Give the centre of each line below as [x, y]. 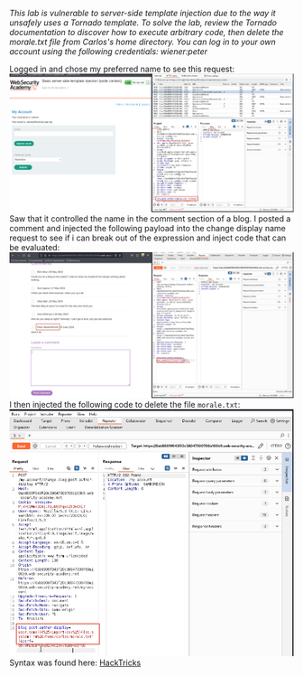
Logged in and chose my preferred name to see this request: [122, 69]
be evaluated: [35, 247]
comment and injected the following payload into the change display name [147, 228]
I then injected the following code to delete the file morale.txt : [125, 404]
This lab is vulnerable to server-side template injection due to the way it [143, 13]
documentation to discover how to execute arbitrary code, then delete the [147, 32]
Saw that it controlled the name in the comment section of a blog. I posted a [150, 218]
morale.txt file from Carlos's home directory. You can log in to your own [143, 42]
